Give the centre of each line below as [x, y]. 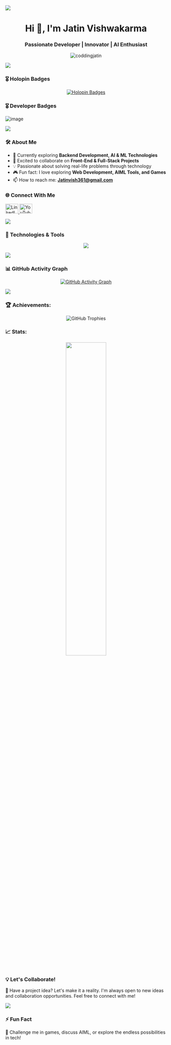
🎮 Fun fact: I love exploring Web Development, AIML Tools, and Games [89, 172]
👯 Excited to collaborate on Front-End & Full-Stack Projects [76, 161]
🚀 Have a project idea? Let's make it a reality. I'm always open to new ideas [84, 991]
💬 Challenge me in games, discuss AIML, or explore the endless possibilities [85, 1032]
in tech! [13, 1038]
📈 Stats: [16, 332]
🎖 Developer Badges [31, 106]
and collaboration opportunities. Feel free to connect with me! [70, 996]
